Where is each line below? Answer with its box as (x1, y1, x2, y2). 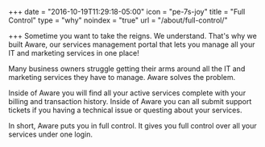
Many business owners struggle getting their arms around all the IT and (8, 64, 246, 73)
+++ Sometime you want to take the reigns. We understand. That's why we (8, 31, 258, 40)
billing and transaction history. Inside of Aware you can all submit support (8, 97, 252, 106)
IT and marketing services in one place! (8, 48, 139, 57)
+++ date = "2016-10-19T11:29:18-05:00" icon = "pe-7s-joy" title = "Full (8, 7, 246, 16)
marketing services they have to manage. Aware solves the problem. (8, 73, 236, 82)
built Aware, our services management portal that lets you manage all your (8, 40, 255, 49)
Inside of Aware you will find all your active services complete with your (8, 88, 246, 98)
